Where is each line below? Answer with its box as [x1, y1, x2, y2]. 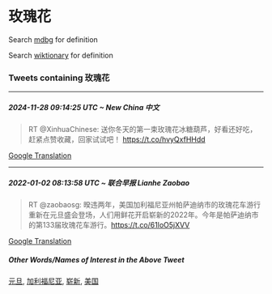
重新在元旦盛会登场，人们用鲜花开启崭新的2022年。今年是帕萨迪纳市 [28, 210, 259, 219]
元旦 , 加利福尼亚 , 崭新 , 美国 [8, 276, 99, 286]
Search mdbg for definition [8, 34, 99, 45]
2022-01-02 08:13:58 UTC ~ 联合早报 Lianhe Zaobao [8, 177, 190, 187]
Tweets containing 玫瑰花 [8, 72, 110, 83]
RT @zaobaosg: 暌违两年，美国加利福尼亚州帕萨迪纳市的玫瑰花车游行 [28, 200, 261, 210]
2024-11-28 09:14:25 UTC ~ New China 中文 [8, 102, 160, 112]
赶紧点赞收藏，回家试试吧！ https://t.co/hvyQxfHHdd [28, 134, 206, 144]
